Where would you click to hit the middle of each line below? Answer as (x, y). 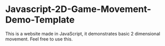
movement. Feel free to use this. (39, 39)
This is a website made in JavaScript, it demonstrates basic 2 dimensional (83, 33)
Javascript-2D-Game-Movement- (78, 9)
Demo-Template (40, 20)
